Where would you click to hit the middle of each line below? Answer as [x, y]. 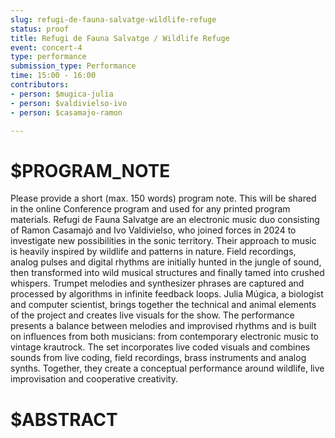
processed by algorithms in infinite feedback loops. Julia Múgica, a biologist [167, 294]
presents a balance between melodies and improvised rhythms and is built [163, 326]
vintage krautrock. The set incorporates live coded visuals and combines [160, 347]
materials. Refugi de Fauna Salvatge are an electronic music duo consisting [165, 220]
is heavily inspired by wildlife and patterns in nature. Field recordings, [153, 252]
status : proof [40, 29]
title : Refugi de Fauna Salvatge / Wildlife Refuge [120, 38]
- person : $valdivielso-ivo [69, 103]
